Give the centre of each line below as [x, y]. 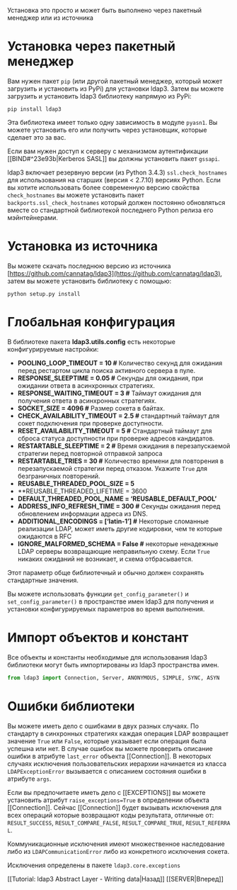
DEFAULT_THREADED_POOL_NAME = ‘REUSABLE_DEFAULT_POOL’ [117, 499]
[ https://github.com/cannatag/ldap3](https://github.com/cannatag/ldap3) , [115, 273]
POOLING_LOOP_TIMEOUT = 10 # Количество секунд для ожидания [120, 363]
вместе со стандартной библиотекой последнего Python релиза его [110, 210]
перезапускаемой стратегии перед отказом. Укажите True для [112, 468]
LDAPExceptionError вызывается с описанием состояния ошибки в [107, 771]
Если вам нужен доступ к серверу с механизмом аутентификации [108, 151]
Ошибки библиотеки [71, 706]
